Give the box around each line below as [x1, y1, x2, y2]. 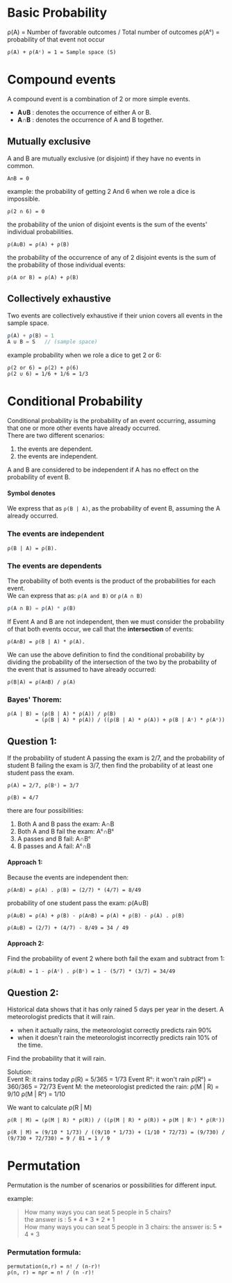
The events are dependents [7, 561, 102, 570]
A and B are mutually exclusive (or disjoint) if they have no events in [7, 154, 201, 163]
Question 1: [7, 735, 58, 747]
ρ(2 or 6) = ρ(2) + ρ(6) [7, 365, 79, 372]
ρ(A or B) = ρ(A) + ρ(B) [7, 274, 79, 281]
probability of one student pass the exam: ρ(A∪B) [7, 899, 149, 907]
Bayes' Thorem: [7, 695, 63, 704]
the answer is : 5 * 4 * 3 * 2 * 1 [24, 1216, 115, 1224]
